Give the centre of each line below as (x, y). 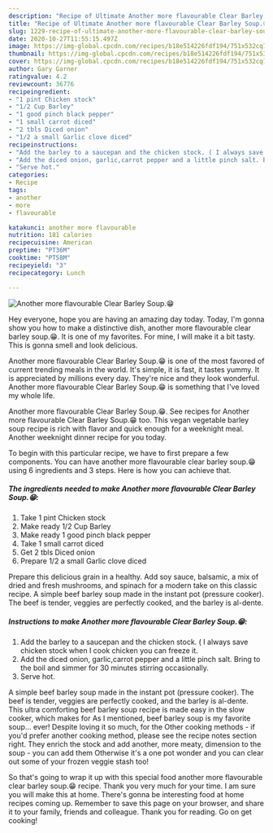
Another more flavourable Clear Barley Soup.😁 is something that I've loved (134, 387)
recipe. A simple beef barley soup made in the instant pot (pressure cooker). (136, 594)
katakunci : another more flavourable (72, 228)
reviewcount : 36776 (41, 84)
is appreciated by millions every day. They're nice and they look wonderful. (134, 378)
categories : (28, 175)
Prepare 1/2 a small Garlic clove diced (83, 561)
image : (19, 46)
